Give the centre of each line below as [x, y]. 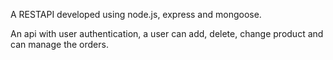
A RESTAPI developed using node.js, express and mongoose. [136, 14]
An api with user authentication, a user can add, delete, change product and [167, 33]
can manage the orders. [59, 44]
